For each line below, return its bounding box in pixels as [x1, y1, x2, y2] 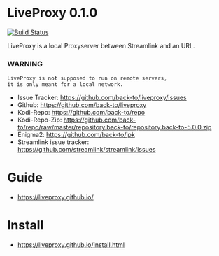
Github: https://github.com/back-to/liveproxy [17, 101, 147, 109]
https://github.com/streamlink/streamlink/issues [17, 145, 156, 154]
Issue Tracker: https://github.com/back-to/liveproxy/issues [17, 93, 187, 102]
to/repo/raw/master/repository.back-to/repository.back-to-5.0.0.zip [17, 123, 212, 131]
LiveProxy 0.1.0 [7, 5, 98, 21]
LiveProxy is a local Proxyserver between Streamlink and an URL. [7, 41, 195, 50]
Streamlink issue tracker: [17, 138, 90, 146]
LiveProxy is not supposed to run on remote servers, [7, 75, 168, 82]
